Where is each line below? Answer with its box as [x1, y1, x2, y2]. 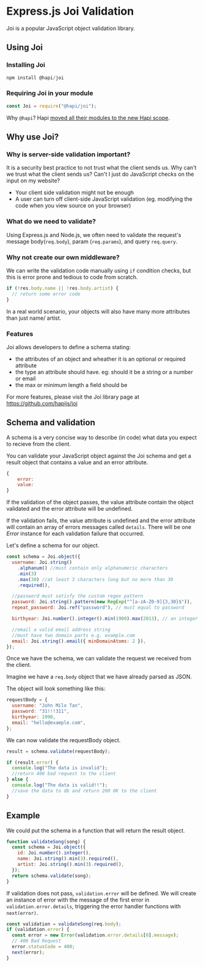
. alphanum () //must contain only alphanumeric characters [17, 565, 168, 571]
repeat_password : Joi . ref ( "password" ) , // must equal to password [12, 604, 184, 611]
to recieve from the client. [6, 440, 71, 448]
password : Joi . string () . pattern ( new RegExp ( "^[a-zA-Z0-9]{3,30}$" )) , [12, 599, 192, 605]
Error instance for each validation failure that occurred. [6, 530, 145, 537]
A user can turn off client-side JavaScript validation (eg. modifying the [15, 195, 192, 203]
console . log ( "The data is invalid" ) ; [12, 765, 108, 771]
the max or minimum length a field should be [15, 381, 128, 388]
